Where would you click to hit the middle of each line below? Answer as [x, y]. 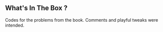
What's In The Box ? [36, 8]
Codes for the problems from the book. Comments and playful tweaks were [82, 20]
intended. [15, 25]
